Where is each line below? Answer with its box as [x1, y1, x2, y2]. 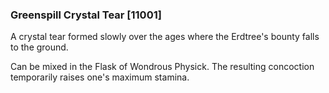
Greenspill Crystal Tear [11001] [10, 8, 162, 22]
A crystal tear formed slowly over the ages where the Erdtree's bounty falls [10, 31, 320, 43]
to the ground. [10, 41, 69, 53]
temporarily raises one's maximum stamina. [10, 71, 190, 83]
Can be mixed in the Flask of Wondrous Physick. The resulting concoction [10, 61, 315, 73]
